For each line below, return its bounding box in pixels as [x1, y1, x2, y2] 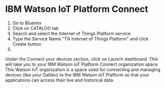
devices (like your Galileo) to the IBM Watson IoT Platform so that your [5, 72, 149, 78]
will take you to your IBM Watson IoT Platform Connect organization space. [5, 61, 159, 67]
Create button [12, 41, 41, 47]
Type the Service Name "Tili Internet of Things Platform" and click [12, 36, 149, 42]
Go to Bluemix [12, 20, 41, 26]
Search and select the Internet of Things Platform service [12, 30, 131, 36]
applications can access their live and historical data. [5, 77, 114, 83]
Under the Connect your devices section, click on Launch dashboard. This [5, 56, 158, 62]
